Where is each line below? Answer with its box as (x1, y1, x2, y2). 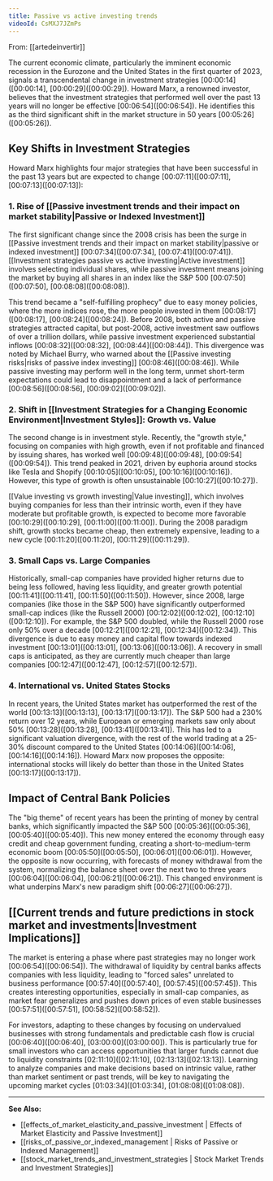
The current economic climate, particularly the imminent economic (8, 58, 232, 68)
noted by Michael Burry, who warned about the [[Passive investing (8, 349, 232, 359)
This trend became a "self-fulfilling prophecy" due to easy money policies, (8, 297, 258, 307)
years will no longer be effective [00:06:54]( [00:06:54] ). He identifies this (8, 101, 255, 111)
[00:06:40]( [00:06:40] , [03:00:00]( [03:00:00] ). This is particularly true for (8, 1038, 258, 1048)
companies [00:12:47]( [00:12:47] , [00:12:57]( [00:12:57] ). (8, 660, 197, 669)
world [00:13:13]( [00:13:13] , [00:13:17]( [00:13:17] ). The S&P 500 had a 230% (8, 707, 262, 717)
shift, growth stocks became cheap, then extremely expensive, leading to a (8, 525, 260, 535)
